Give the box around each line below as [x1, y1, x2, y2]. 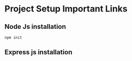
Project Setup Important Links [4, 3, 128, 14]
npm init [4, 35, 22, 40]
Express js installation [4, 48, 73, 56]
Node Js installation [4, 23, 66, 31]
